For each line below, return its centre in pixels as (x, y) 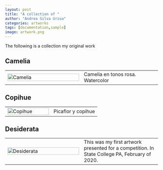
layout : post (18, 9)
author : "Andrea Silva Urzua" (36, 18)
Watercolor (97, 80)
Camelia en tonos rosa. (110, 74)
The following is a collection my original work (50, 46)
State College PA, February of (118, 154)
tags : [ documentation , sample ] (36, 28)
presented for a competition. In (119, 148)
